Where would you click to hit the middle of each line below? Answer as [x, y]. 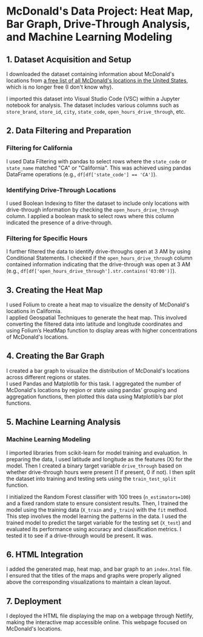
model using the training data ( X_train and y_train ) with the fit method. [97, 509]
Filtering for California [39, 148]
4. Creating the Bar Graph [55, 356]
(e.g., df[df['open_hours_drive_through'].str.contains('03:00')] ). [91, 271]
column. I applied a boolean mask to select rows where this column [90, 216]
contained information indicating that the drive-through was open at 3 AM [98, 264]
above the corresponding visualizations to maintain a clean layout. [89, 582]
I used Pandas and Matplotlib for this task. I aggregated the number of [94, 384]
